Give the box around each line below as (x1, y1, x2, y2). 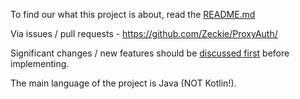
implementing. (10, 58, 70, 69)
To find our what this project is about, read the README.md (10, 9, 256, 20)
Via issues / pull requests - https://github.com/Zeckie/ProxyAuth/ (10, 28, 278, 39)
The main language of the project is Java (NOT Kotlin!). (10, 77, 237, 89)
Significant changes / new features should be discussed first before (10, 47, 290, 59)
